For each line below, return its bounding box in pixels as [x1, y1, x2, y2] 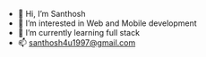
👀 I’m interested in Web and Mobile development [17, 18, 197, 28]
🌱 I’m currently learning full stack [17, 28, 141, 37]
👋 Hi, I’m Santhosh [17, 9, 87, 19]
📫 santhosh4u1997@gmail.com [17, 37, 136, 48]
